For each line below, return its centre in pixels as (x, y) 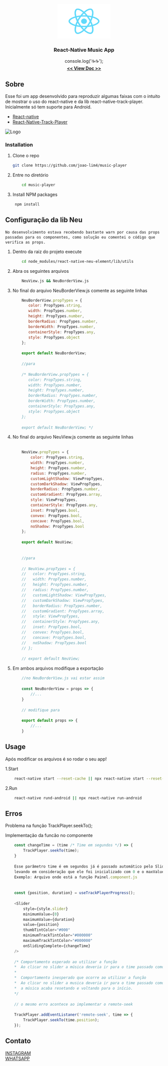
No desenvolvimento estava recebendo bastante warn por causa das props (82, 232)
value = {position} (41, 925)
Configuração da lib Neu (44, 220)
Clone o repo (26, 156)
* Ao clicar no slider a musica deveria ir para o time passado (84, 983)
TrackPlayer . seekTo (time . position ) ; (61, 1020)
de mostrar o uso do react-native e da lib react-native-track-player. (74, 101)
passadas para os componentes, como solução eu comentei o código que (80, 237)
